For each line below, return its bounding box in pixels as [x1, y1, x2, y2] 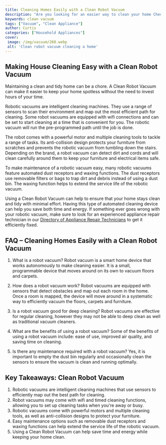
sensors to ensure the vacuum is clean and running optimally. [12, 359, 137, 365]
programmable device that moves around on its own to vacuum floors [12, 268, 154, 274]
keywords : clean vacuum [5, 16, 54, 21]
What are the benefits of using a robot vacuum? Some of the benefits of [12, 328, 159, 334]
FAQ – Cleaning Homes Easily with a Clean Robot [5, 236, 157, 245]
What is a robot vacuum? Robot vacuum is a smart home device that [12, 257, 152, 263]
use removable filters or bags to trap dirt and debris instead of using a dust [5, 176, 158, 182]
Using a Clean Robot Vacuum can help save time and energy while [12, 429, 148, 435]
